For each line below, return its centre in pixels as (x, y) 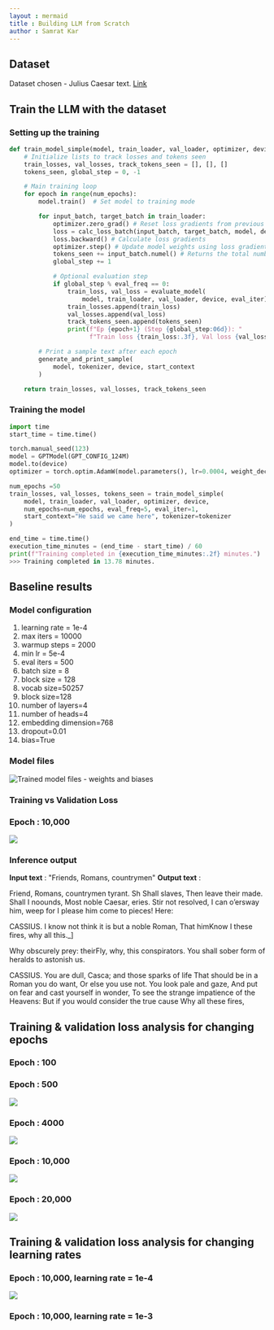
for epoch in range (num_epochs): (80, 194)
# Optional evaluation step (100, 277)
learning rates (46, 1255)
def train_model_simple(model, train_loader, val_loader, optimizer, (130, 149)
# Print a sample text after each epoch (108, 351)
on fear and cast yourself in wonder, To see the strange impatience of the (132, 992)
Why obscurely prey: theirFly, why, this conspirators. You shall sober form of (137, 951)
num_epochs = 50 (35, 486)
